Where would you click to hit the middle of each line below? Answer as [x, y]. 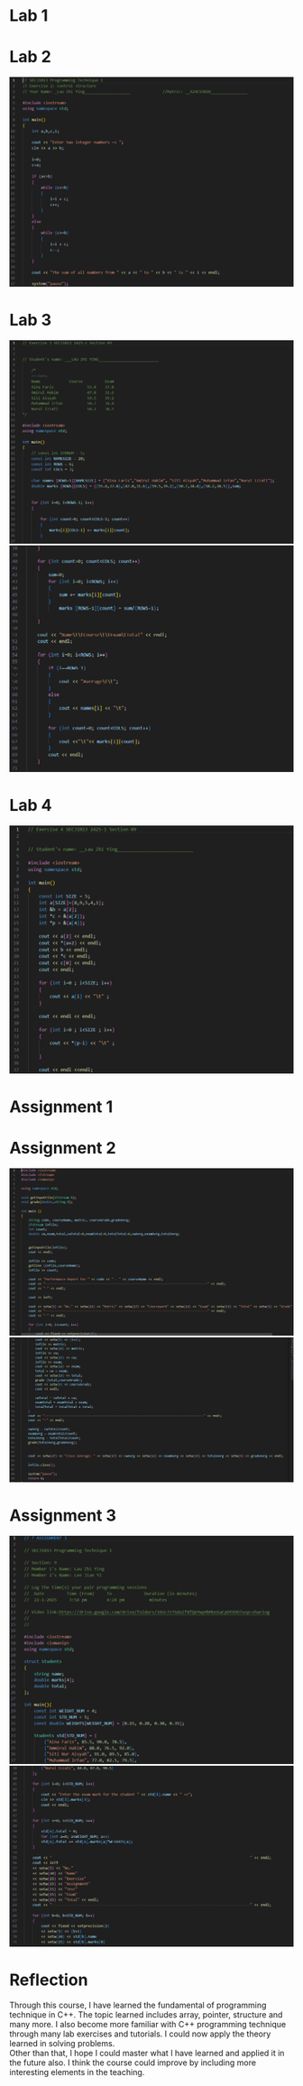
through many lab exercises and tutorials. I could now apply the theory [140, 2034]
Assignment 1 [61, 1107]
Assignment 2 [63, 1149]
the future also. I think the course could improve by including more [133, 2063]
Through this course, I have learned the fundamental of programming [138, 2005]
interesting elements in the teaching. [77, 2072]
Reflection [49, 1980]
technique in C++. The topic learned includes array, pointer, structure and [146, 2014]
